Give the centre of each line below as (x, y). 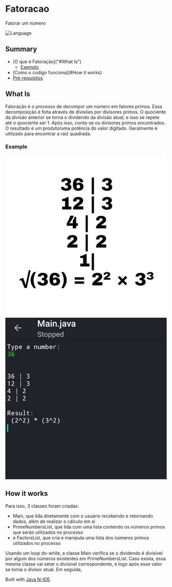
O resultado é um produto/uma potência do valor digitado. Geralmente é (81, 128)
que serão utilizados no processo (48, 532)
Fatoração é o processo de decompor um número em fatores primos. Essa (84, 106)
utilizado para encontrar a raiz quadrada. (48, 133)
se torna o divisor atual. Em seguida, (44, 569)
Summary (21, 49)
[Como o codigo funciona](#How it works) (57, 72)
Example (16, 147)
